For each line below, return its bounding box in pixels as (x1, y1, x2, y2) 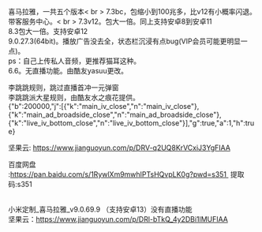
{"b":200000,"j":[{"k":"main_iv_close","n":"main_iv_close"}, (8, 102, 200, 110)
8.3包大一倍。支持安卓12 (8, 27, 88, 36)
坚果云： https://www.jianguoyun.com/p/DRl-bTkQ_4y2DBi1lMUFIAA (8, 215, 229, 223)
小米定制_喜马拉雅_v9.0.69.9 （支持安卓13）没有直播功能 (8, 204, 193, 214)
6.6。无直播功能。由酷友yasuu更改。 (8, 66, 129, 75)
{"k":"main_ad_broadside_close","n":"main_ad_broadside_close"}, (8, 110, 223, 119)
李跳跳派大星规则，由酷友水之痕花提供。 (8, 93, 140, 102)
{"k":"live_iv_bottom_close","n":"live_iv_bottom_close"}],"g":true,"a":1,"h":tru (8, 118, 255, 128)
